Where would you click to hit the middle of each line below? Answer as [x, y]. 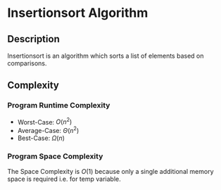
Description [33, 39]
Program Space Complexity [55, 156]
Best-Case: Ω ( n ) [41, 138]
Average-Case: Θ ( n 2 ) [48, 130]
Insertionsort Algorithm [78, 13]
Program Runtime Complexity [59, 106]
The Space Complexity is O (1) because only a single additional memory [110, 172]
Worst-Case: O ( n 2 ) [45, 121]
